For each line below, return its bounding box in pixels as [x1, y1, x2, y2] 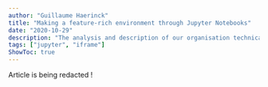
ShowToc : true [8, 48, 56, 56]
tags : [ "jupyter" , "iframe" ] [8, 41, 105, 49]
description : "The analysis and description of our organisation [8, 33, 230, 42]
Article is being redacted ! [8, 70, 93, 79]
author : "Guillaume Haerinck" [8, 11, 109, 20]
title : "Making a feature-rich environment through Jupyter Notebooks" [8, 19, 251, 27]
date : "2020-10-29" [8, 26, 73, 34]
